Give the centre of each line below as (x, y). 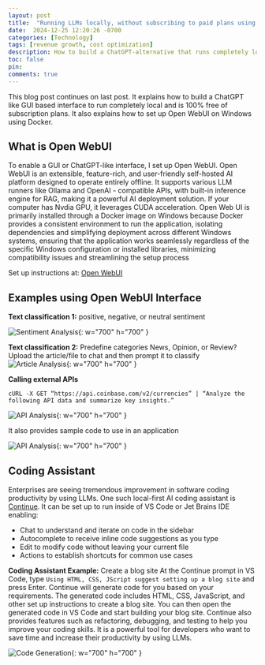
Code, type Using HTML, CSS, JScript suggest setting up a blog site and (131, 579)
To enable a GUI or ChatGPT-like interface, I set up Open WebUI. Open (123, 166)
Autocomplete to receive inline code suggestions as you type (119, 539)
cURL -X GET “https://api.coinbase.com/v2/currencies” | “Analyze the (127, 394)
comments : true (33, 74)
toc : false (26, 60)
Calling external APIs (43, 379)
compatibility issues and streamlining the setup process (99, 258)
